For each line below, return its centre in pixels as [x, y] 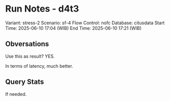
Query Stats [25, 82]
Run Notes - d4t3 [42, 9]
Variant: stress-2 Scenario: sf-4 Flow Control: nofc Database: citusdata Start [85, 23]
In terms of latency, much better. [39, 66]
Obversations [27, 44]
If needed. [16, 94]
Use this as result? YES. [30, 56]
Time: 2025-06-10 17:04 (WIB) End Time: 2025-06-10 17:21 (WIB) [74, 28]
